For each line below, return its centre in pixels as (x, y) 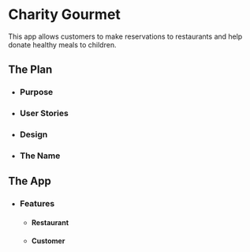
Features (37, 204)
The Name (40, 156)
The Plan (30, 70)
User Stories (44, 114)
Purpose (36, 92)
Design (34, 134)
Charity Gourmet (64, 15)
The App (30, 181)
